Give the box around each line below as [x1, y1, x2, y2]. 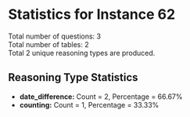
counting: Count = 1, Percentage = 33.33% [19, 100, 160, 109]
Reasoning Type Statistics [8, 71, 138, 84]
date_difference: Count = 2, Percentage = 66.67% [19, 92, 183, 101]
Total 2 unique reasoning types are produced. [8, 48, 156, 57]
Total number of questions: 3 [8, 31, 102, 41]
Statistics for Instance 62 [8, 5, 176, 24]
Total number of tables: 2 [8, 39, 89, 49]
